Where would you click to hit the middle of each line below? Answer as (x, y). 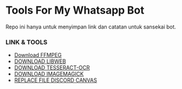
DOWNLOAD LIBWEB (40, 61)
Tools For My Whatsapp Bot (75, 10)
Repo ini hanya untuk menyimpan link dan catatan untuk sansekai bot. (91, 27)
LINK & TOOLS (27, 42)
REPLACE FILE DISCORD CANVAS (55, 80)
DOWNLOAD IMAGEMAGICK (49, 74)
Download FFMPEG (38, 55)
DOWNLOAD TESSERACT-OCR (52, 68)
